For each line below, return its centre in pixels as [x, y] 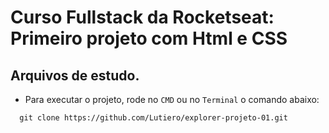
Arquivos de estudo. [75, 75]
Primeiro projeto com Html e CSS [149, 38]
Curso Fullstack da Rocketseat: [142, 17]
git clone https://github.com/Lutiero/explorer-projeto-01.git [153, 118]
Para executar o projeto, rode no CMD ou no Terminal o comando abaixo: [172, 99]
